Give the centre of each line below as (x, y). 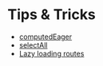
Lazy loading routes (51, 53)
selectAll (33, 45)
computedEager (46, 37)
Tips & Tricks (52, 15)
